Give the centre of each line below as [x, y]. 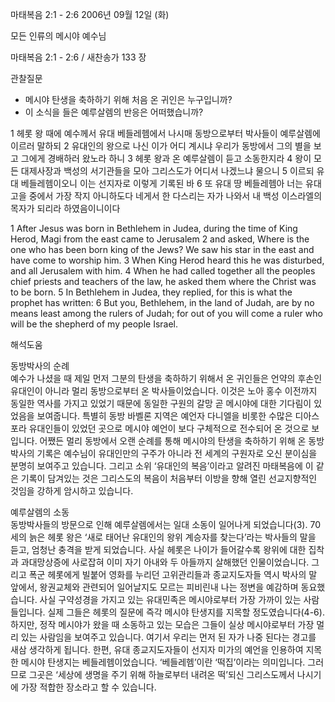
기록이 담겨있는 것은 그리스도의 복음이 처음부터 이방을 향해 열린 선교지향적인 [169, 478]
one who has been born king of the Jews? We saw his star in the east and [162, 249]
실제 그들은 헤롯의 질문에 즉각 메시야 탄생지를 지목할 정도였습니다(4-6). [186, 612]
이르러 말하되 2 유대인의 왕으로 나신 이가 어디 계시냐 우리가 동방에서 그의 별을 [161, 146]
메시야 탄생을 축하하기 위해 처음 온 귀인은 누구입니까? [128, 99]
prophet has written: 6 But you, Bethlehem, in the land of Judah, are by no [162, 302]
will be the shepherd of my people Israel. [94, 324]
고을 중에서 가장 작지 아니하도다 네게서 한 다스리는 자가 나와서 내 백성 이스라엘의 [166, 196]
